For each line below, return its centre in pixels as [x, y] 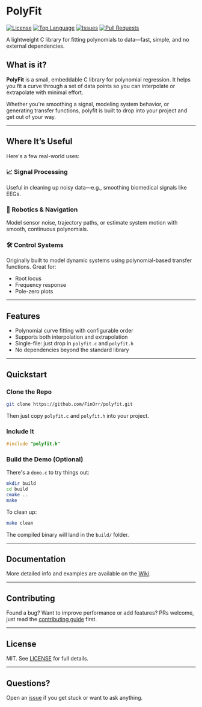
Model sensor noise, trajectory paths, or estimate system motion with [92, 223]
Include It [20, 431]
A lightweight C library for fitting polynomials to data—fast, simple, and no [98, 39]
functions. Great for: [31, 267]
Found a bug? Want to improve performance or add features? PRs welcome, [100, 613]
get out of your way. [31, 117]
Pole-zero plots [34, 292]
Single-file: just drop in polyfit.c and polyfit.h [74, 344]
